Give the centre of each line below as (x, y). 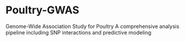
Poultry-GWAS (42, 10)
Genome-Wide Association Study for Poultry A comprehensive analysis (92, 26)
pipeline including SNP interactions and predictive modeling (79, 32)
